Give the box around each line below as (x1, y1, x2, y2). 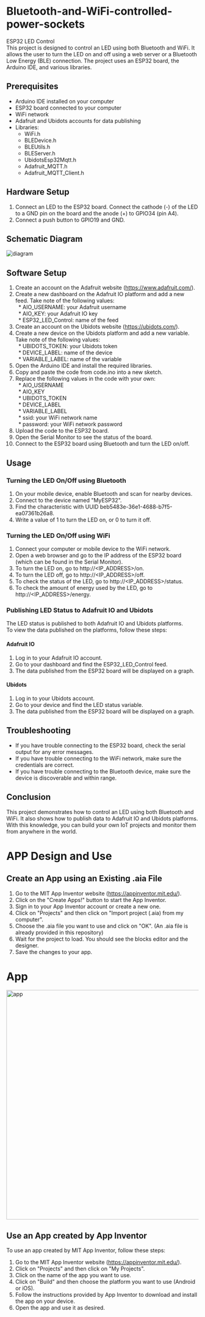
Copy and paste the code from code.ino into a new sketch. (15, 368, 163, 376)
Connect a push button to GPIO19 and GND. (15, 216, 125, 223)
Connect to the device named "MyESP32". (15, 496, 122, 504)
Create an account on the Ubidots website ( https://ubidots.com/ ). (15, 323, 180, 330)
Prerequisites (6, 81, 59, 92)
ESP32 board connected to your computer (15, 104, 122, 111)
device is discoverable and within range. (15, 774, 117, 782)
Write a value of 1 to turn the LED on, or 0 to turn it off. (15, 516, 151, 523)
